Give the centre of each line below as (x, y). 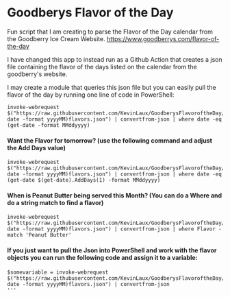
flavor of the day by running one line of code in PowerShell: (91, 95)
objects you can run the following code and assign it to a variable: (102, 257)
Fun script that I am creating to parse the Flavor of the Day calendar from (110, 32)
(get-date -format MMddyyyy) (49, 125)
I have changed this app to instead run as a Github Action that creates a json (115, 59)
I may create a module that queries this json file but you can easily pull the (112, 87)
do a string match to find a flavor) (55, 202)
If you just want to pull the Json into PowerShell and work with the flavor (112, 250)
